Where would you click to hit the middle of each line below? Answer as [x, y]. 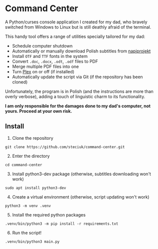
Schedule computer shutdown [42, 46]
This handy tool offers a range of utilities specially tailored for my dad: [75, 36]
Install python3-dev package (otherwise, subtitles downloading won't [81, 174]
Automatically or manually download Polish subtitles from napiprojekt [81, 51]
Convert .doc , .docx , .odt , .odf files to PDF [55, 61]
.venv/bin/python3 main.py [32, 241]
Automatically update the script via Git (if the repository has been [78, 77]
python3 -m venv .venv [28, 206]
